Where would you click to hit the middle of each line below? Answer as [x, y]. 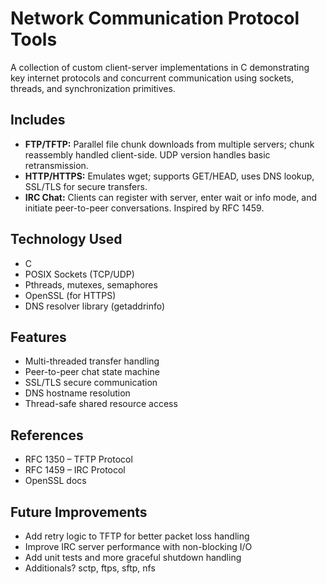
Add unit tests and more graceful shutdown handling [133, 557]
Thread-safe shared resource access [101, 404]
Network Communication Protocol [155, 18]
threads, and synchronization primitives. [93, 88]
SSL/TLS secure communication [91, 383]
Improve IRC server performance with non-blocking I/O [138, 546]
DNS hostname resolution [77, 393]
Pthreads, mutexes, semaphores [91, 284]
